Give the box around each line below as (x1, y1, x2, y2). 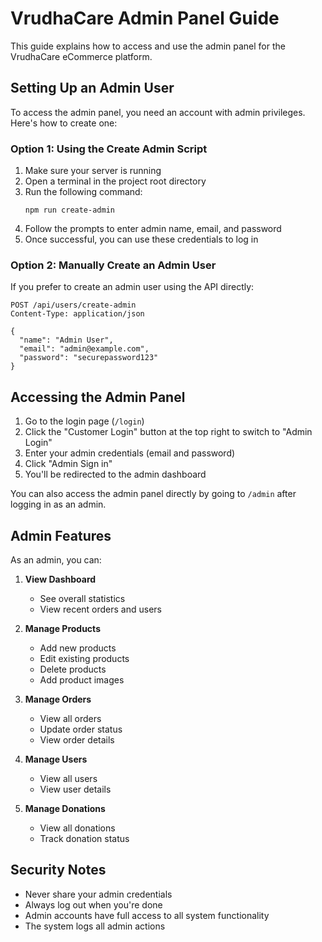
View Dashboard (24, 573, 97, 585)
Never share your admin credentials (24, 888, 173, 900)
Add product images (39, 673, 125, 686)
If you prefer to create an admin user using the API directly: (10, 281, 255, 293)
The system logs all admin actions (24, 920, 166, 932)
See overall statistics (39, 592, 126, 604)
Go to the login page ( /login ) (24, 415, 145, 427)
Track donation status (39, 832, 130, 844)
